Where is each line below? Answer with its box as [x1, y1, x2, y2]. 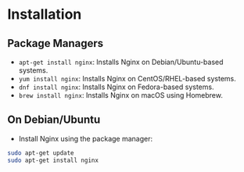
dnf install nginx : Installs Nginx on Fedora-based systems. [18, 82, 214, 91]
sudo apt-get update [7, 149, 75, 157]
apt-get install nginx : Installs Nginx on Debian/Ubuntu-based [18, 57, 224, 66]
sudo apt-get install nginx [7, 156, 99, 164]
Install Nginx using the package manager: [18, 134, 153, 143]
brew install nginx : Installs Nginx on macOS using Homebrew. [18, 91, 224, 99]
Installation [7, 5, 82, 23]
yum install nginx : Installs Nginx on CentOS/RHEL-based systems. [18, 74, 236, 83]
